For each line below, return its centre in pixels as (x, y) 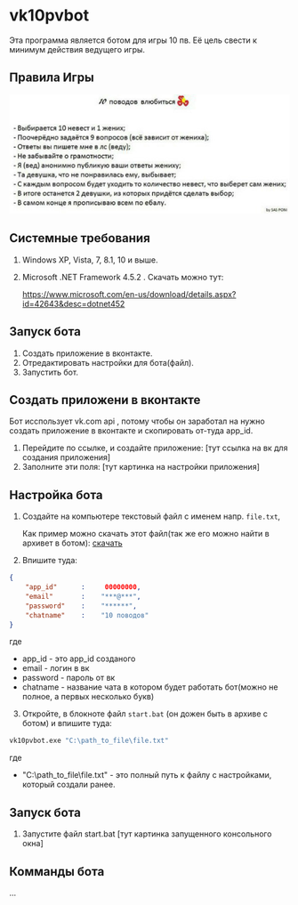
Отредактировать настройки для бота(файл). (108, 362)
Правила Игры (52, 78)
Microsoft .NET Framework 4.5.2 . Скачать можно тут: (123, 277)
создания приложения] (66, 457)
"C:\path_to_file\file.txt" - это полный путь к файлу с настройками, (147, 775)
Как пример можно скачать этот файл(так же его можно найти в (145, 534)
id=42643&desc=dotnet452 (73, 303)
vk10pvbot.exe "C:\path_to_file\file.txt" (89, 741)
